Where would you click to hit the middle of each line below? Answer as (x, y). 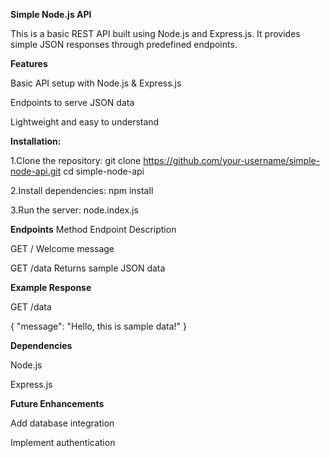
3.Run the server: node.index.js (74, 210)
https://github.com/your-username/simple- (232, 160)
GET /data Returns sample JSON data (88, 268)
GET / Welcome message (62, 248)
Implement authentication (63, 442)
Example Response (51, 287)
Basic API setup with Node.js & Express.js (96, 83)
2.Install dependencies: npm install (82, 190)
